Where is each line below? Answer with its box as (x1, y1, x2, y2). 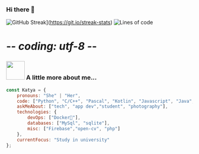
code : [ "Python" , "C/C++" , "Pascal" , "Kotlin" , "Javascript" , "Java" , (17, 98, 195, 104)
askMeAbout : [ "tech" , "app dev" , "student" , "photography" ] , (17, 103, 168, 109)
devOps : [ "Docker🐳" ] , (27, 115, 81, 121)
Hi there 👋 (6, 5, 36, 14)
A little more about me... (25, 74, 97, 82)
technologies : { (17, 109, 57, 115)
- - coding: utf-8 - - (6, 40, 97, 53)
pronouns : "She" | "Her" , (17, 92, 81, 99)
